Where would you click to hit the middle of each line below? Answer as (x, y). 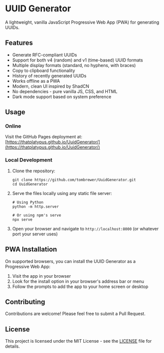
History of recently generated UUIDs (49, 76)
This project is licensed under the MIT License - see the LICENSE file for (78, 341)
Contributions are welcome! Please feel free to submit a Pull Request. (75, 314)
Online (13, 126)
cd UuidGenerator (30, 184)
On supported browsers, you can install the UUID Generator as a (70, 261)
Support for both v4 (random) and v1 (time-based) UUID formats (78, 60)
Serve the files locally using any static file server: (62, 193)
